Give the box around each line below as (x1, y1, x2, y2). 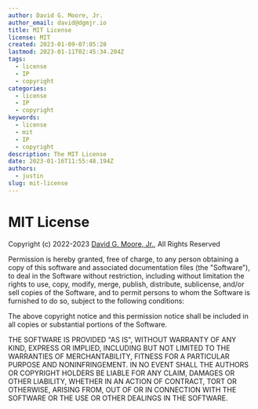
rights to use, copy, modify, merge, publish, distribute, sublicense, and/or (8, 279, 245, 289)
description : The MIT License (8, 150, 107, 158)
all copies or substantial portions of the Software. (8, 320, 167, 329)
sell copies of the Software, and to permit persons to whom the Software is (8, 287, 251, 297)
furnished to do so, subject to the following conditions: (8, 296, 184, 305)
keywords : (8, 114, 41, 122)
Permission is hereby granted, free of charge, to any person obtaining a (8, 254, 239, 264)
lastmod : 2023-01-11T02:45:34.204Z (8, 48, 125, 56)
